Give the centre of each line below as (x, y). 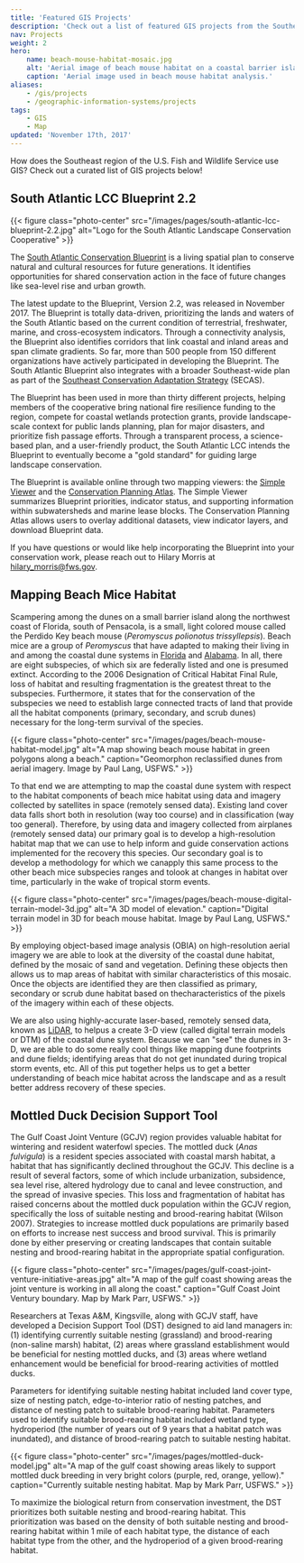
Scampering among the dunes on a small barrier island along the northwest (150, 616)
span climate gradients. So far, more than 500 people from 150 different (143, 351)
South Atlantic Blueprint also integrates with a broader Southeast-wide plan (150, 370)
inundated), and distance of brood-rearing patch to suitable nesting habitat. (151, 1439)
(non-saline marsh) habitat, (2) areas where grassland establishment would (150, 1345)
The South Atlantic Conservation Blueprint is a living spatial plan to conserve (152, 257)
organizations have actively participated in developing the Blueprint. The (145, 361)
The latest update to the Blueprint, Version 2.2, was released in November (147, 303)
